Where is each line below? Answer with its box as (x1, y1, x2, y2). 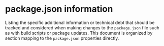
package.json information (5, 3, 113, 15)
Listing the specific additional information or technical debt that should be (5, 20, 155, 25)
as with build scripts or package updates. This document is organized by (5, 30, 153, 36)
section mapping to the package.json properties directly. (5, 35, 119, 41)
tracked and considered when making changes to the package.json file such (5, 24, 160, 30)
